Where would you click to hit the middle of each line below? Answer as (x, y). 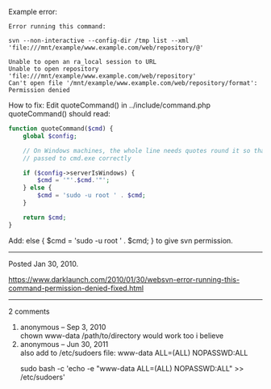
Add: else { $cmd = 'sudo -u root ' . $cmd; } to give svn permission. (121, 240)
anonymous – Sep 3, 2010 (63, 327)
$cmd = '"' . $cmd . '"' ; (74, 180)
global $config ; (50, 136)
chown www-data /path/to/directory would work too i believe (122, 336)
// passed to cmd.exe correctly (77, 158)
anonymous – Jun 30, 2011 (64, 344)
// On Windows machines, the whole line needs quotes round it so (137, 150)
